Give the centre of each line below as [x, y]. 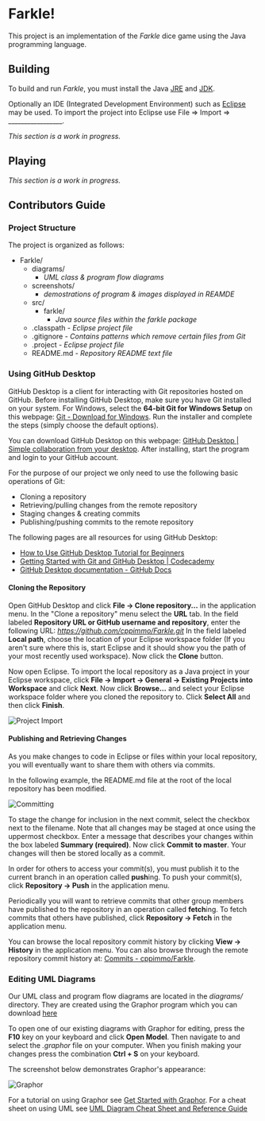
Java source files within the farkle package [126, 319]
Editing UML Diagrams [52, 979]
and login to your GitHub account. [63, 457]
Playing [27, 161]
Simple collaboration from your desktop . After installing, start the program [129, 449]
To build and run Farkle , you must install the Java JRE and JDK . [112, 88]
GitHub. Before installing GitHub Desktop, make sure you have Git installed [130, 400]
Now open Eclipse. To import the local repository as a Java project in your [129, 671]
